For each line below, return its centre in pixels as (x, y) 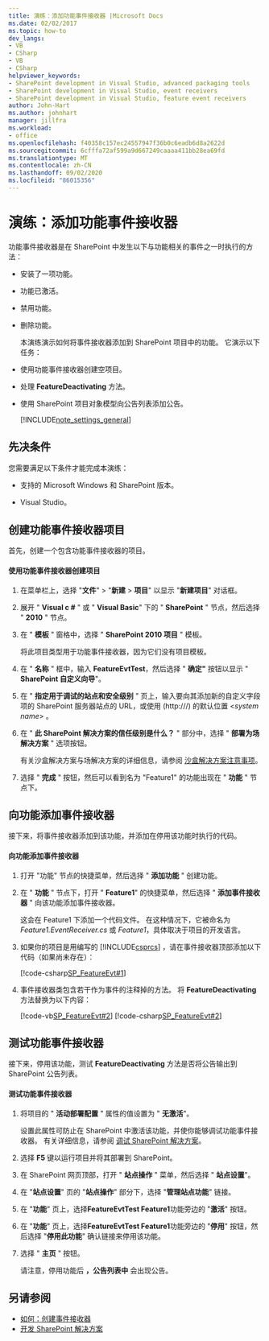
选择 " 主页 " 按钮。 (52, 1253)
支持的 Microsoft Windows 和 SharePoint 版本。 (99, 485)
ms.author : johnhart (43, 113)
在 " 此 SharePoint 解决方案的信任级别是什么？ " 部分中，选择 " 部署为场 (140, 732)
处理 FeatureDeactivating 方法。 (75, 386)
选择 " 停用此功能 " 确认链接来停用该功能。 (96, 1236)
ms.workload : (30, 128)
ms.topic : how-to (37, 31)
